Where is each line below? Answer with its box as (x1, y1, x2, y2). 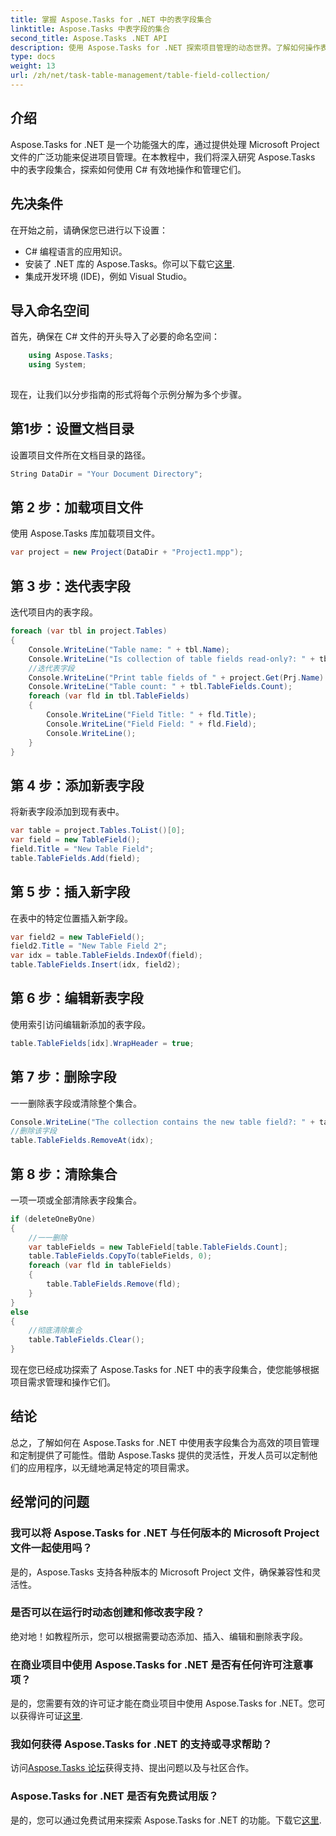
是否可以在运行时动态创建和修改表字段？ (10, 1606, 205, 1620)
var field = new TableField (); (10, 835, 141, 845)
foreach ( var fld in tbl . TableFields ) (28, 691, 190, 701)
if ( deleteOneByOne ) (10, 1214, 97, 1224)
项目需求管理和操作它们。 (10, 1376, 116, 1388)
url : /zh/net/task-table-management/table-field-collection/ (10, 71, 271, 81)
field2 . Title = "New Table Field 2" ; (10, 941, 168, 951)
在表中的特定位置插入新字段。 (10, 912, 133, 924)
